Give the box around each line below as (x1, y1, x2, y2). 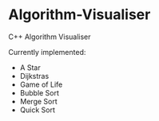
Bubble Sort (19, 88, 60, 97)
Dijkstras (19, 71, 50, 80)
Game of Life (19, 80, 63, 89)
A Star (19, 62, 42, 72)
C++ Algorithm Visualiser (8, 32, 91, 41)
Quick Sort (19, 105, 56, 115)
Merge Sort (19, 96, 58, 106)
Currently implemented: (8, 47, 86, 57)
